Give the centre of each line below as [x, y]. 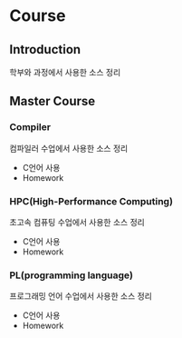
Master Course [53, 101]
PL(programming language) [72, 275]
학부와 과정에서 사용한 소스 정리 [65, 72]
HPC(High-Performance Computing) [91, 201]
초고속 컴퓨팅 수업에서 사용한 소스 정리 [77, 222]
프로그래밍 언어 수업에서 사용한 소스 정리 [81, 296]
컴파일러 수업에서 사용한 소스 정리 [69, 148]
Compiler [30, 127]
